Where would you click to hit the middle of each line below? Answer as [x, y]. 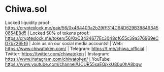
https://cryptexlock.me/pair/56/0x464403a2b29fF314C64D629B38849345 [82, 27]
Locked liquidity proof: [28, 23]
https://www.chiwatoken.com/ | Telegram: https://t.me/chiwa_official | [76, 48]
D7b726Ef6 [17, 43]
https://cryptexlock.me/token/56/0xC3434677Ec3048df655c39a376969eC [82, 38]
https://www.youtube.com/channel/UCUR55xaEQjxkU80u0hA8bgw [74, 64]
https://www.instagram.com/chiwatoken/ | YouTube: [58, 59]
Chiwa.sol [26, 9]
